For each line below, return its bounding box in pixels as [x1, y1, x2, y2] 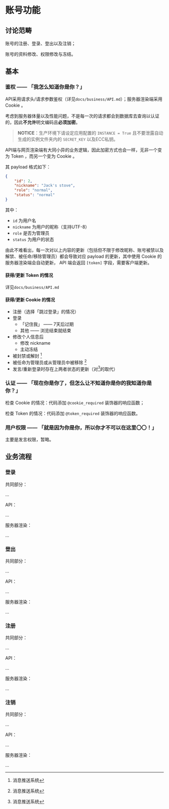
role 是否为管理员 [12, 230, 50, 236]
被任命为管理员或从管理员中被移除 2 [12, 359, 87, 365]
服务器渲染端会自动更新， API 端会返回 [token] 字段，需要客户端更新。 [5, 259, 152, 265]
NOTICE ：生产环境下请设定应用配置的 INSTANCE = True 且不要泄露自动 [17, 130, 163, 136]
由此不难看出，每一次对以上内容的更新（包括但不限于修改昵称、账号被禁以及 [5, 247, 164, 253]
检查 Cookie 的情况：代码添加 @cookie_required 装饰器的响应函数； [5, 399, 145, 406]
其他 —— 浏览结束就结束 [20, 328, 71, 334]
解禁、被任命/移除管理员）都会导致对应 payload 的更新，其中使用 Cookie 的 [5, 253, 162, 259]
